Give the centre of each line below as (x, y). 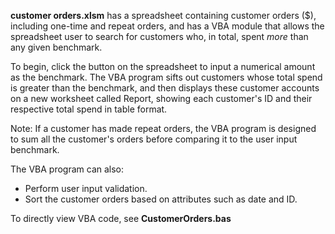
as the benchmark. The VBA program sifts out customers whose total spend (166, 77)
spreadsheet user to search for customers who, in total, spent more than (159, 36)
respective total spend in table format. (89, 109)
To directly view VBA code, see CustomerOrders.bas (121, 218)
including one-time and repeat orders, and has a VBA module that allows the (167, 26)
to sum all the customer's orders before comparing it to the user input (154, 139)
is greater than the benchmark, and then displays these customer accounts (165, 88)
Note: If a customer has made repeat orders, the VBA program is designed (163, 128)
